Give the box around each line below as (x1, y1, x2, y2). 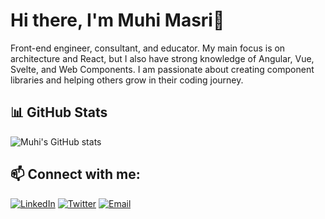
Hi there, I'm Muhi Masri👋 (10, 9, 225, 32)
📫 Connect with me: (10, 166, 141, 183)
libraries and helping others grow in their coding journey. (10, 74, 244, 86)
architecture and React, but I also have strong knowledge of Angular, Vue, (10, 52, 315, 64)
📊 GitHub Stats (10, 104, 108, 121)
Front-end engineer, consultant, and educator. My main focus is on (10, 42, 286, 54)
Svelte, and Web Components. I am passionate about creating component (10, 63, 315, 75)
